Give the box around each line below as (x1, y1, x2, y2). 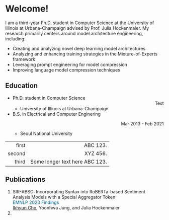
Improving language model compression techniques (12, 66, 121, 73)
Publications (5, 175, 46, 184)
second (8, 150, 26, 157)
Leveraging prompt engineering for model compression (12, 61, 127, 67)
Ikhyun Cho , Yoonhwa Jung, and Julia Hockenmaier (12, 204, 120, 210)
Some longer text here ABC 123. (30, 158, 107, 165)
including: (5, 36, 26, 42)
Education (5, 82, 38, 90)
